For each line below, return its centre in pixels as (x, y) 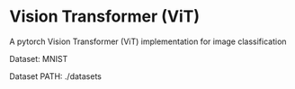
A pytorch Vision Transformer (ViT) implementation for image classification (148, 41)
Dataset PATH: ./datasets (55, 76)
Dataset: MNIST (39, 58)
